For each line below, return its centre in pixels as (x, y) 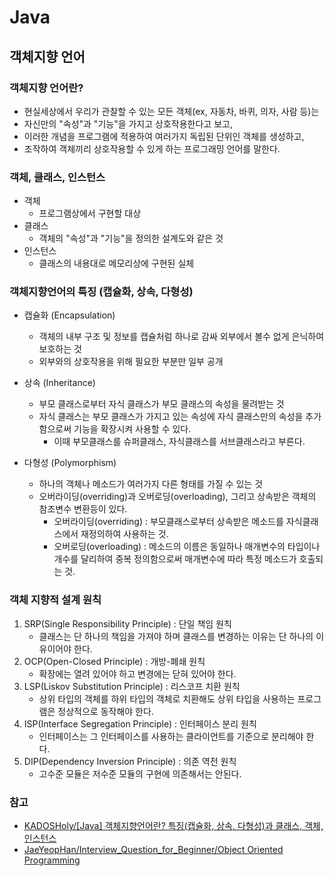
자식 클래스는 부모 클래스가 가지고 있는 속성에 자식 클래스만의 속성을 (171, 417)
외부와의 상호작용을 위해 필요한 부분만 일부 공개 (131, 362)
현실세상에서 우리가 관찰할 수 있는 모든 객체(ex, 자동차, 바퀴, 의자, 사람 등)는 (171, 111)
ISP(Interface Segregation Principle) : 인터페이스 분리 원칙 (140, 723)
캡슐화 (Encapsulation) (69, 315)
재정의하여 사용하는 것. (124, 534)
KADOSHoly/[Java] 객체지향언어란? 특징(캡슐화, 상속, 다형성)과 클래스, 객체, (173, 826)
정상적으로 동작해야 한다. (105, 711)
